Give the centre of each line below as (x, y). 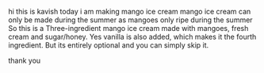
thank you (25, 60)
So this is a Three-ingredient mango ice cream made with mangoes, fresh (128, 28)
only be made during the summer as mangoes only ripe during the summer (130, 20)
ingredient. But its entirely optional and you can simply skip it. (109, 45)
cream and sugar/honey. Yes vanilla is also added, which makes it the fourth (132, 36)
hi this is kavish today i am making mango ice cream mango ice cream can (130, 12)
